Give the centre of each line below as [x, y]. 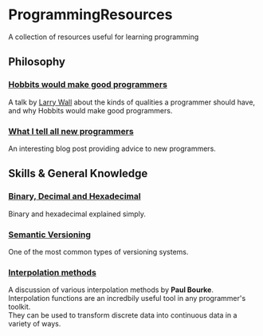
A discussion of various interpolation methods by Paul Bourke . [111, 290]
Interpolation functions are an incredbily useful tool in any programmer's [127, 298]
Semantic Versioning [50, 235]
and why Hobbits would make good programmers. [90, 110]
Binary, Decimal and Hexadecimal [75, 196]
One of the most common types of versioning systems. [98, 251]
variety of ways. [35, 324]
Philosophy [37, 62]
